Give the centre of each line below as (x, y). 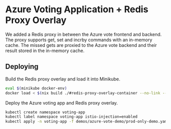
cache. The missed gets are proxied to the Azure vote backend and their (81, 45)
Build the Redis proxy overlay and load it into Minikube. (63, 79)
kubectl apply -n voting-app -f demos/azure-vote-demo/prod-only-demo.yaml (87, 122)
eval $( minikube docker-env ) (36, 88)
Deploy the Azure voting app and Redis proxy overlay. (62, 102)
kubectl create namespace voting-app (45, 112)
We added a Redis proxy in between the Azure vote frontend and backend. (83, 34)
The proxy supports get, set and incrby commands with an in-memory (79, 40)
